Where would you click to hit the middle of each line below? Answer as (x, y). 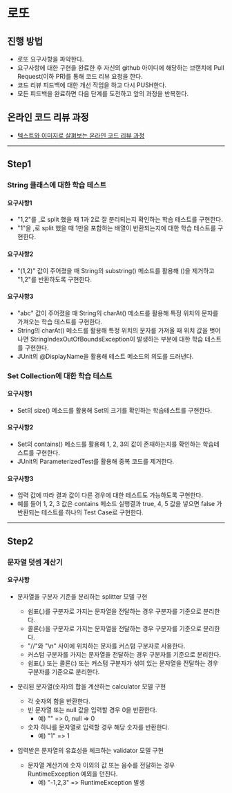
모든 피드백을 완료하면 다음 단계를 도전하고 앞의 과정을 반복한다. (103, 94)
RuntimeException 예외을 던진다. (72, 774)
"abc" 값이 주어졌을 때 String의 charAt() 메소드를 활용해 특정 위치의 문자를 (118, 313)
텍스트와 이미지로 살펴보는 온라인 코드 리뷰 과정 (81, 136)
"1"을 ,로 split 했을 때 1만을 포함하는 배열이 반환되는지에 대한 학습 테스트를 (116, 228)
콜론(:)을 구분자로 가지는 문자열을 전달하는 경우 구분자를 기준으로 (115, 628)
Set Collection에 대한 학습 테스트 (60, 375)
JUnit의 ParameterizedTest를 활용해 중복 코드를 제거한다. (96, 461)
